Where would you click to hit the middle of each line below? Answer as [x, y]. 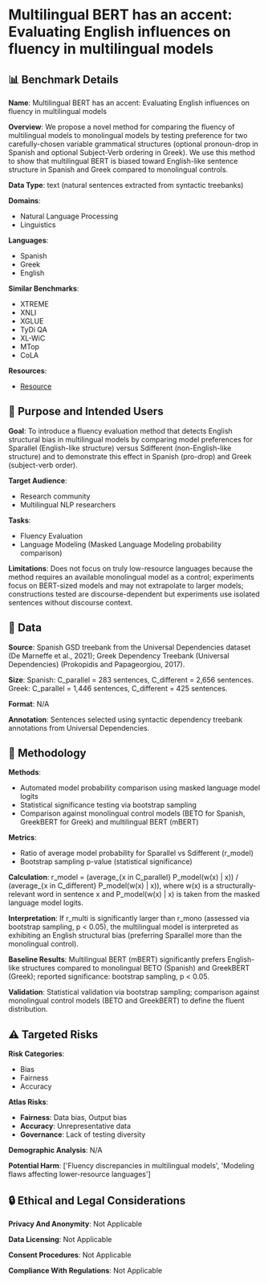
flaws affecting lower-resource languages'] [79, 1175]
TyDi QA [34, 330]
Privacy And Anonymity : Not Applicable [75, 1224]
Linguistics [38, 225]
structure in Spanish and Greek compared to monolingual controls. [118, 169]
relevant [22, 894]
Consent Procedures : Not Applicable [70, 1255]
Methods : [25, 772]
